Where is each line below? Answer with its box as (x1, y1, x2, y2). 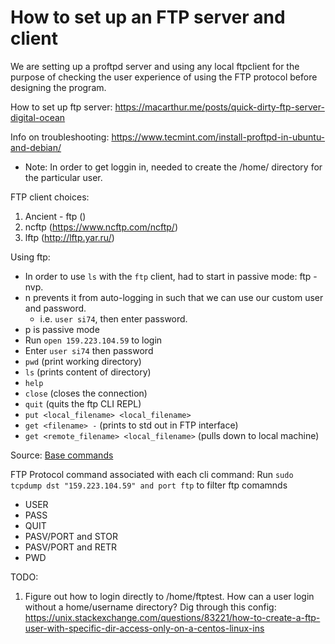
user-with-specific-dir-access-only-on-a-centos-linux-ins (24, 622, 265, 634)
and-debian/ (10, 141, 62, 153)
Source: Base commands (10, 449, 114, 461)
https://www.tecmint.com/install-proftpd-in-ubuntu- (111, 131, 326, 143)
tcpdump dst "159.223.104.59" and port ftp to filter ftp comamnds (10, 479, 288, 491)
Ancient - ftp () (24, 210, 87, 222)
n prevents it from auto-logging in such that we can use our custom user (24, 291, 324, 303)
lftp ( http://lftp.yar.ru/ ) (24, 231, 115, 243)
